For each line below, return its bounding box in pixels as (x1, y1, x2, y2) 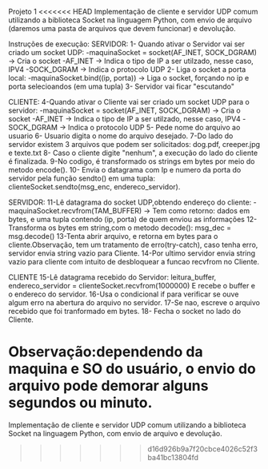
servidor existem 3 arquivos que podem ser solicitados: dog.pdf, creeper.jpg (8, 140, 261, 149)
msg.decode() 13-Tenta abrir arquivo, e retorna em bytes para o (8, 232, 218, 240)
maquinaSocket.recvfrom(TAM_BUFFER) (8, 206, 142, 215)
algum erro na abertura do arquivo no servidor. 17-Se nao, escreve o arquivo (8, 298, 260, 307)
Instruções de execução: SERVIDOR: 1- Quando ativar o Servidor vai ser (8, 39, 246, 49)
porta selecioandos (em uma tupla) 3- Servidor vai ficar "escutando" (8, 81, 234, 91)
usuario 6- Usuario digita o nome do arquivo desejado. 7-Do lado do (8, 131, 234, 141)
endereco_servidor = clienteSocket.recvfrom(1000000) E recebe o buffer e (8, 281, 256, 290)
